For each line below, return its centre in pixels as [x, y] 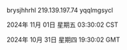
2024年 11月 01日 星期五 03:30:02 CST [62, 25]
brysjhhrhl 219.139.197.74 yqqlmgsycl [60, 10]
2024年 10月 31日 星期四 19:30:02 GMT [64, 39]
